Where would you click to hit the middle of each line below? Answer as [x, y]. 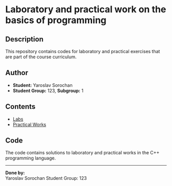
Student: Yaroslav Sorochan [42, 85]
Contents [20, 107]
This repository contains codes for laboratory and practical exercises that [83, 51]
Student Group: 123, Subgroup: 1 [48, 90]
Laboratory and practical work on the [86, 9]
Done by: [15, 173]
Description [24, 39]
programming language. [31, 158]
